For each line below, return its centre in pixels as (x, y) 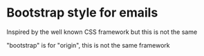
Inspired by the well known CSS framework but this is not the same (102, 32)
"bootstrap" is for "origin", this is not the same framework (88, 45)
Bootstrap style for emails (82, 13)
